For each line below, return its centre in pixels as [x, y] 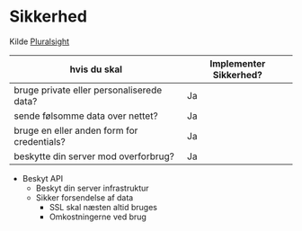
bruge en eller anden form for [76, 130]
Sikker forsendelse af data [84, 197]
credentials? [40, 141]
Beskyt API [43, 178]
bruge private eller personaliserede [88, 90]
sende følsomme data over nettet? [86, 116]
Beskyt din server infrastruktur [93, 188]
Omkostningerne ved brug [98, 217]
